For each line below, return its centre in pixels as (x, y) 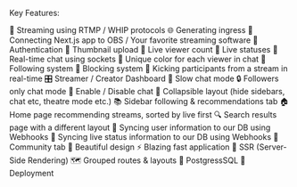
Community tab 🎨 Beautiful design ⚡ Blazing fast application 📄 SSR (132, 147)
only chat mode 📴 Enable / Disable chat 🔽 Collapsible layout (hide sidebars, (147, 91)
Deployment (32, 173)
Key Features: (34, 13)
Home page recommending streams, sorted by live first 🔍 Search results (143, 114)
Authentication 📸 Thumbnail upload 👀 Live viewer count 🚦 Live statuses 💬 (144, 49)
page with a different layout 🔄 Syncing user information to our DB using (140, 127)
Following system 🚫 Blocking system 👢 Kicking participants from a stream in (148, 69)
